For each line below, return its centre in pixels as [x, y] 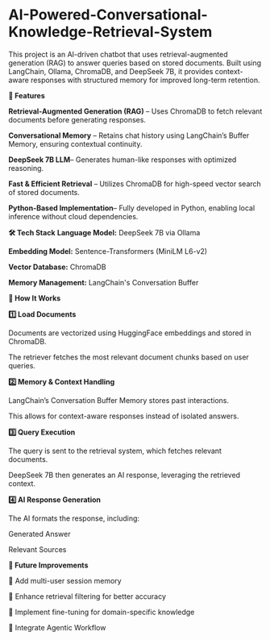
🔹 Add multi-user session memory [65, 580]
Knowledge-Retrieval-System [110, 32]
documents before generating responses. [77, 119]
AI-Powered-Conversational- [108, 15]
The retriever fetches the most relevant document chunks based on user [129, 357]
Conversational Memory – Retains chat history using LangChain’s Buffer [129, 135]
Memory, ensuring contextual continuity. [75, 143]
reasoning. [26, 168]
